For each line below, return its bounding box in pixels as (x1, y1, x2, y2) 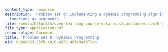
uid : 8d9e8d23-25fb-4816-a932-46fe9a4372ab (5, 40, 97, 45)
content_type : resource (5, 7, 55, 12)
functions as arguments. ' (9, 16, 66, 21)
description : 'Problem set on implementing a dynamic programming (5, 12, 146, 17)
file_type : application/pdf (5, 26, 64, 31)
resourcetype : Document (5, 30, 55, 35)
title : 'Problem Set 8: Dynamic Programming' (5, 35, 101, 40)
